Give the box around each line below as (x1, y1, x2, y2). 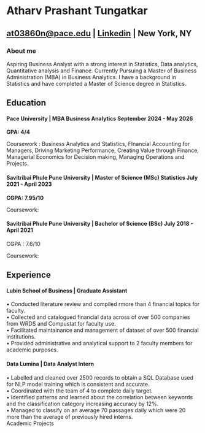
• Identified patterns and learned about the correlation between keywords (6, 393, 193, 400)
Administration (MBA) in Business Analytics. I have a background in (6, 73, 177, 80)
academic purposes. (6, 346, 58, 353)
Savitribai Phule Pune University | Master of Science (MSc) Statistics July (6, 174, 198, 182)
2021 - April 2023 (6, 180, 52, 188)
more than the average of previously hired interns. (6, 413, 133, 420)
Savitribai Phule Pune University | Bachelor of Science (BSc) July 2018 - (6, 220, 193, 228)
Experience (6, 270, 51, 280)
